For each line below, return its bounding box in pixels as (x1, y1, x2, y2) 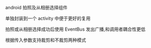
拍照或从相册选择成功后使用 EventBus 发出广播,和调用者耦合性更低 (5, 26, 146, 32)
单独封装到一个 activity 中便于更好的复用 (5, 15, 91, 21)
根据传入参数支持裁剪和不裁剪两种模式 (5, 37, 86, 43)
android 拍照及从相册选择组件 (5, 5, 68, 10)
